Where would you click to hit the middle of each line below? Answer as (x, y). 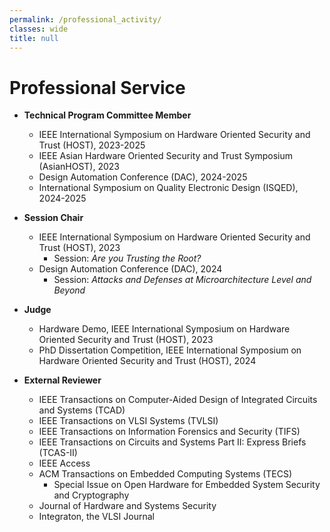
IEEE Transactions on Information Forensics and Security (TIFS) (169, 432)
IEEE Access (64, 463)
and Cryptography (91, 495)
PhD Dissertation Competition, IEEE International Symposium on (170, 350)
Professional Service (97, 87)
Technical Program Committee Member (107, 115)
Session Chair (53, 218)
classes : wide (39, 29)
